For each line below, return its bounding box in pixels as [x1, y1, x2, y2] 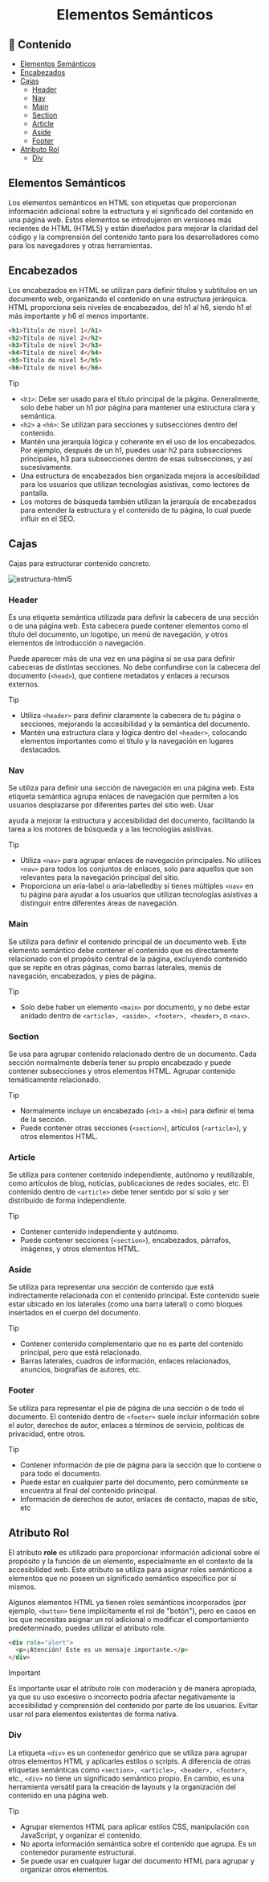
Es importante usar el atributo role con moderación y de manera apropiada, [8, 1684, 257, 1694]
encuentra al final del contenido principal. [19, 1485, 158, 1495]
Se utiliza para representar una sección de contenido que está [8, 1282, 214, 1292]
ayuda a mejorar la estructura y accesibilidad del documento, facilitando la [8, 815, 255, 826]
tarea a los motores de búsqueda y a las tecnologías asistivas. [8, 824, 214, 834]
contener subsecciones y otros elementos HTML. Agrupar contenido [8, 1066, 235, 1075]
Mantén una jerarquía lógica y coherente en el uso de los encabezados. [19, 436, 257, 446]
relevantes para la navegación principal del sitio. [19, 873, 181, 882]
